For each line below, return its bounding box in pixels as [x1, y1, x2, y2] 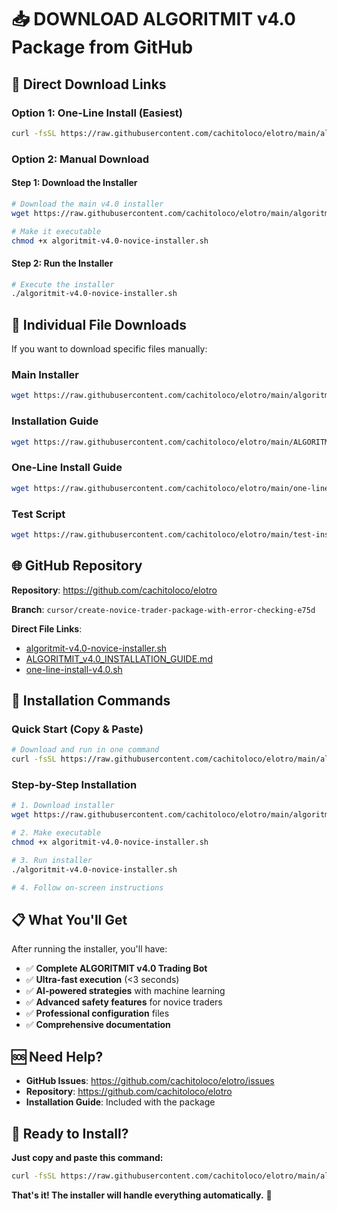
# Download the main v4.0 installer [11, 199, 164, 209]
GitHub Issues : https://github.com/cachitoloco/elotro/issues [25, 1075, 275, 1087]
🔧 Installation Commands [11, 692, 171, 710]
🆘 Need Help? [11, 1048, 104, 1065]
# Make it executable [11, 226, 102, 236]
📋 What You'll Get [11, 911, 128, 928]
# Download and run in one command [11, 745, 160, 755]
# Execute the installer [11, 279, 115, 290]
